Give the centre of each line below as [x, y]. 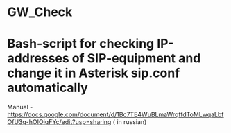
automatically [48, 88]
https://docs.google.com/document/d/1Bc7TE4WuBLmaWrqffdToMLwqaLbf [115, 114]
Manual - [20, 107]
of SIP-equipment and [136, 59]
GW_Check [40, 12]
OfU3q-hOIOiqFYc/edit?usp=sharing [59, 122]
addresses [38, 59]
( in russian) [130, 122]
